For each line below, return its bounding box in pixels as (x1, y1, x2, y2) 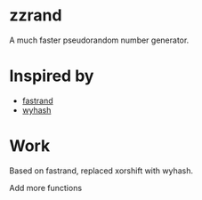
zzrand (9, 5, 62, 26)
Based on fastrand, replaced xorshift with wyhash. (9, 165, 194, 176)
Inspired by (9, 66, 94, 86)
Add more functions (9, 182, 83, 193)
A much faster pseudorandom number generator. (9, 35, 190, 45)
